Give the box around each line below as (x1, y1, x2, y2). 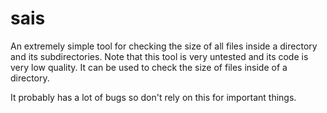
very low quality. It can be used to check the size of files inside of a (10, 61, 288, 73)
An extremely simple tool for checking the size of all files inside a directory (10, 40, 318, 52)
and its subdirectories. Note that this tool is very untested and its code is (10, 50, 309, 62)
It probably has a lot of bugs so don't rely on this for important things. (10, 91, 297, 103)
